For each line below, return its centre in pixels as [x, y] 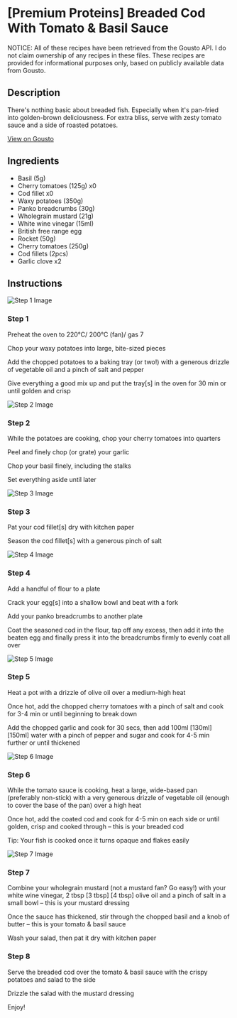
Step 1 [18, 319]
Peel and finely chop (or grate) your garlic [68, 451]
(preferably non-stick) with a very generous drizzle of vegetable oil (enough [118, 798]
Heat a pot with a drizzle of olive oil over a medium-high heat [97, 692]
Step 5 [19, 677]
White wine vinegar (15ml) [56, 223]
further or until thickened [44, 743]
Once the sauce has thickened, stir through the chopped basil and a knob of [118, 916]
